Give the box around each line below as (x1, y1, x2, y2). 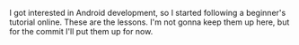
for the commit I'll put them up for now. (9, 26, 154, 36)
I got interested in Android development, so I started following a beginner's (9, 8, 286, 18)
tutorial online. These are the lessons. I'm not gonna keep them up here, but (9, 17, 290, 27)
